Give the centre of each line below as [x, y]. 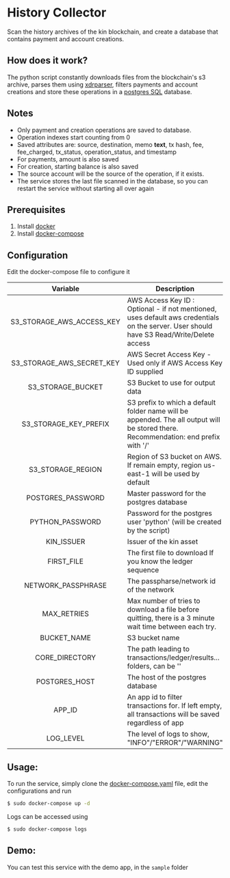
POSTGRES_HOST [65, 682]
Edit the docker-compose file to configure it [68, 272]
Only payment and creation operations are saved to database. [104, 130]
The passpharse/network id [171, 581]
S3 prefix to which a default [171, 403]
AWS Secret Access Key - [169, 354]
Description [175, 289]
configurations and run [39, 791]
